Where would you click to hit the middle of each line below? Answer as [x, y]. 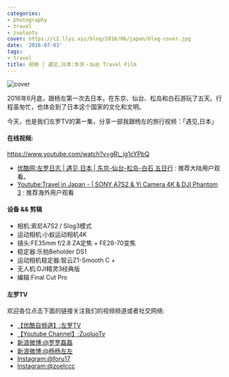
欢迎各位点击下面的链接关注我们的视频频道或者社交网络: [86, 311]
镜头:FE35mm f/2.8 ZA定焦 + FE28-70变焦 [76, 243]
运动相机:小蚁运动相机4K [52, 234]
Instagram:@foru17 [43, 359]
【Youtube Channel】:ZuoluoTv [61, 334]
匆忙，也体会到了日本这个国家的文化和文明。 [82, 106]
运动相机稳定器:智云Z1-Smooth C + [66, 260]
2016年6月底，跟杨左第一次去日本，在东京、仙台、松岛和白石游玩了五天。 [112, 98]
